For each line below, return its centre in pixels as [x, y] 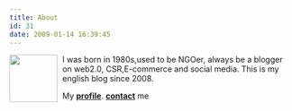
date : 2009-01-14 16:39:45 [60, 34]
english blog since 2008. [109, 79]
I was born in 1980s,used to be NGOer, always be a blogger [173, 60]
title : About [34, 17]
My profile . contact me [106, 96]
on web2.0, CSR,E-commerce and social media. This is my [171, 69]
